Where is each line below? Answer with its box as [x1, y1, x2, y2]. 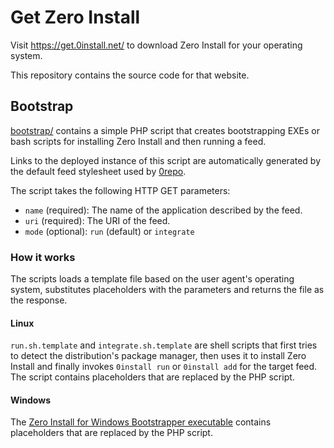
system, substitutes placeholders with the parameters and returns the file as [10, 284, 325, 296]
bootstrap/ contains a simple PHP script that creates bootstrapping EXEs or [10, 124, 321, 136]
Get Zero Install [10, 6, 141, 29]
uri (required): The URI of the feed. [24, 214, 171, 226]
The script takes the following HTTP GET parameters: [10, 184, 231, 196]
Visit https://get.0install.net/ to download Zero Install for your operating [10, 39, 303, 51]
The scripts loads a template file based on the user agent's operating [10, 273, 295, 285]
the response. [10, 294, 68, 306]
